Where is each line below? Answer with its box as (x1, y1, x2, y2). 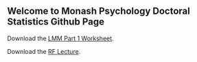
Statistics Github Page (7, 16, 105, 28)
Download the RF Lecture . (7, 47, 81, 55)
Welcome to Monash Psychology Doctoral (7, 5, 190, 17)
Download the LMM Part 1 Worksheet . (7, 34, 115, 42)
